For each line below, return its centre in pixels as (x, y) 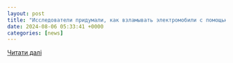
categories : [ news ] (35, 33)
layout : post (26, 13)
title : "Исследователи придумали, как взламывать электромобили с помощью (118, 20)
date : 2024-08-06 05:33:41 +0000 (55, 26)
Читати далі (25, 53)
